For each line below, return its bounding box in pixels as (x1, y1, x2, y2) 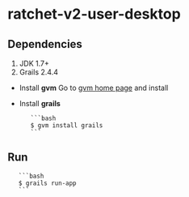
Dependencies (7, 37, 82, 51)
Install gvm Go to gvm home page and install (19, 83, 169, 92)
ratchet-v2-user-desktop (7, 5, 181, 24)
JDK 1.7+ (19, 58, 49, 68)
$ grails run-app (18, 179, 78, 187)
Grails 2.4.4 (19, 67, 58, 77)
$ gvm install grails (30, 122, 103, 130)
